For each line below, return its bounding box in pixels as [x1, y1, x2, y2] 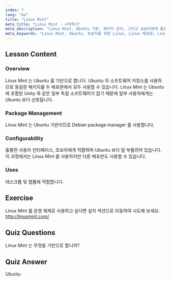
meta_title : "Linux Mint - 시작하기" [5, 21, 81, 27]
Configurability [5, 134, 44, 142]
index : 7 [5, 7, 24, 13]
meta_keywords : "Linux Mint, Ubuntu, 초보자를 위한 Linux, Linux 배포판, [5, 31, 155, 36]
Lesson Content [5, 50, 57, 59]
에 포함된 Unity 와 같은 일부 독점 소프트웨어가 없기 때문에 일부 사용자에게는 [5, 90, 154, 96]
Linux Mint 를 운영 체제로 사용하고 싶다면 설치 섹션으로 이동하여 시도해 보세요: [5, 208, 160, 214]
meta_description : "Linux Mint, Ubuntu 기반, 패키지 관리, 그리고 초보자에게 [5, 26, 158, 32]
